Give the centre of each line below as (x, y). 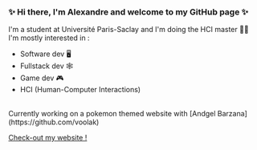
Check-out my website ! (48, 138)
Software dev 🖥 (45, 54)
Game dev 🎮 (42, 78)
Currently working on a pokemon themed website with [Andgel (112, 114)
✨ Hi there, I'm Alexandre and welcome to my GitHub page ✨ (128, 12)
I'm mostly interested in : (49, 38)
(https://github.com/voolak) (54, 122)
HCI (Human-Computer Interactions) (80, 90)
